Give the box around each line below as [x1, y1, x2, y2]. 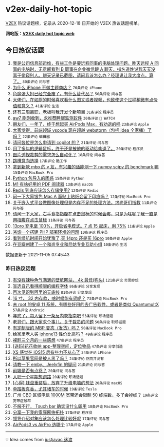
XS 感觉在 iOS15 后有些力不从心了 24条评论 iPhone [12, 349, 111, 355]
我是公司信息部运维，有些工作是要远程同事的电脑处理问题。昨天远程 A [12, 60, 154, 66]
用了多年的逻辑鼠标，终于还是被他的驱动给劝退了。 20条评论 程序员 [12, 145, 144, 151]
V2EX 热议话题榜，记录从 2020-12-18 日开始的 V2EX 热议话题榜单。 [5, 20, 143, 26]
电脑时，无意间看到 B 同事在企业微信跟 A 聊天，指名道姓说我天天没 [21, 66, 156, 72]
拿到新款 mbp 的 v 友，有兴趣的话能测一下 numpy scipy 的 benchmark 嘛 [12, 163, 159, 169]
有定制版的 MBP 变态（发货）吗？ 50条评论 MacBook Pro [12, 325, 122, 331]
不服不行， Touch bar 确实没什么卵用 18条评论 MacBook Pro [12, 404, 128, 409]
